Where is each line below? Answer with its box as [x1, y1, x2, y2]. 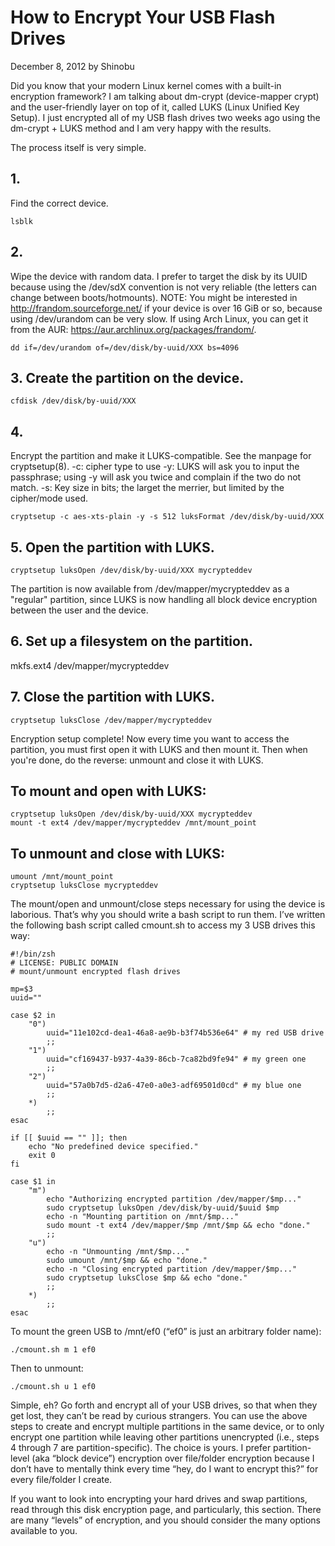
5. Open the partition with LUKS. [10, 539, 215, 556]
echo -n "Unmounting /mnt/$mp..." [46, 1247, 190, 1257]
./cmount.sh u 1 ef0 [10, 1382, 97, 1392]
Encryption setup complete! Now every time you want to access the [10, 732, 290, 745]
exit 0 [28, 1151, 56, 1161]
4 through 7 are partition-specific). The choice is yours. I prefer [10, 1442, 272, 1454]
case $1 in [10, 1177, 56, 1187]
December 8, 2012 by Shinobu [10, 60, 135, 72]
